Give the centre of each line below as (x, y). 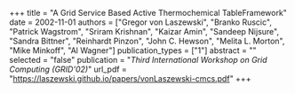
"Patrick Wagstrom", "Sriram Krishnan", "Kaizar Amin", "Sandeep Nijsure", (144, 31)
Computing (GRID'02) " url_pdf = (68, 69)
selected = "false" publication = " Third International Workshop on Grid (138, 60)
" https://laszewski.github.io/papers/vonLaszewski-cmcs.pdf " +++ (130, 78)
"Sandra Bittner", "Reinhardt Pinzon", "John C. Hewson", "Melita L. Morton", (147, 41)
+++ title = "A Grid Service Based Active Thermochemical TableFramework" (148, 13)
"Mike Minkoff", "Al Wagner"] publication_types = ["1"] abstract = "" (133, 50)
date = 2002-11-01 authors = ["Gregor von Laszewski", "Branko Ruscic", (141, 22)
